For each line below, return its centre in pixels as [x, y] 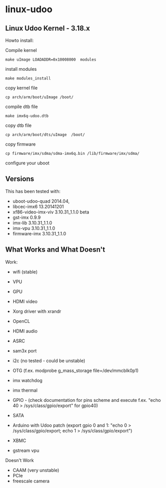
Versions [20, 179]
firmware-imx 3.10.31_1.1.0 [39, 233]
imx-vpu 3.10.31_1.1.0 [34, 228]
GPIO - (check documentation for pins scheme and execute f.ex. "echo [87, 400]
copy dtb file [19, 125]
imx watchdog [27, 380]
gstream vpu [26, 450]
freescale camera [31, 481]
